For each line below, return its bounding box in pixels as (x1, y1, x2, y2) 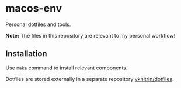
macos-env (5, 2, 62, 15)
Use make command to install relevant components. (5, 64, 128, 71)
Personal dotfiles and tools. (5, 21, 71, 28)
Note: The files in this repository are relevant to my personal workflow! (5, 32, 176, 39)
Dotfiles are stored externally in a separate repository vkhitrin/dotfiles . (5, 75, 174, 82)
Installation (5, 49, 47, 59)
